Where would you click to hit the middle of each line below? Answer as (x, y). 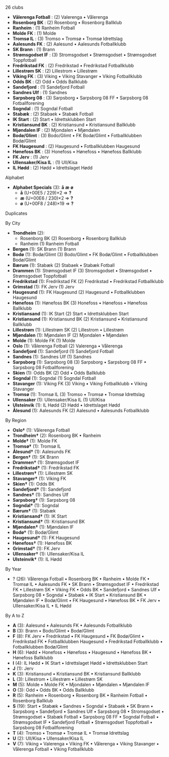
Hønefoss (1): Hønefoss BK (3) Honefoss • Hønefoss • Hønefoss (80, 303)
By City (13, 223)
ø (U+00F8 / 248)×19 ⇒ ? (47, 204)
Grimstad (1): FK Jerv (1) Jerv (43, 287)
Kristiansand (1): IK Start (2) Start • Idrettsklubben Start (71, 314)
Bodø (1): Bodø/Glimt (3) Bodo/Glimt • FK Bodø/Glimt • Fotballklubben (85, 254)
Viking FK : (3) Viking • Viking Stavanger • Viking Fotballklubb (77, 76)
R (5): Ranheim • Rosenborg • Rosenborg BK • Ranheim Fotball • (80, 695)
